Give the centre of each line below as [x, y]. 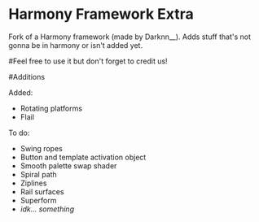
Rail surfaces [42, 191]
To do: [19, 133]
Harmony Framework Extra [101, 14]
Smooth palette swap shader [68, 165]
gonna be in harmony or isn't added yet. [76, 45]
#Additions [27, 76]
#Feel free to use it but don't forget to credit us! [88, 61]
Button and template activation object [83, 157]
